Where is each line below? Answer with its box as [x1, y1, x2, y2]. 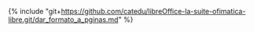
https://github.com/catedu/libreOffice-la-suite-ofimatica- [61, 7, 246, 16]
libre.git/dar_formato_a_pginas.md [8, 15, 119, 24]
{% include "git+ [8, 7, 61, 16]
